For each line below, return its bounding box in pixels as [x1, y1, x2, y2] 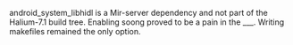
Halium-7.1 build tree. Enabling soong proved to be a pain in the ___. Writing [9, 17, 285, 27]
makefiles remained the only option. [9, 26, 141, 36]
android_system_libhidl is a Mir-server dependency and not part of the [9, 8, 268, 18]
